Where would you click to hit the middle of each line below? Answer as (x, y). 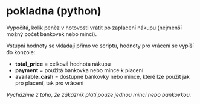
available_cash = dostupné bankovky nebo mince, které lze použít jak (102, 76)
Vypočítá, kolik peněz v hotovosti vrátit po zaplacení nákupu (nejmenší (94, 28)
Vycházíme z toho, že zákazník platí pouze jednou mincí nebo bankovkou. (99, 94)
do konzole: (21, 52)
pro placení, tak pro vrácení (49, 83)
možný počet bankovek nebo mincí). (52, 34)
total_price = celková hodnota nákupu (63, 64)
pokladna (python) (54, 11)
